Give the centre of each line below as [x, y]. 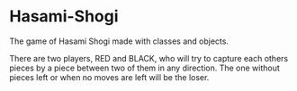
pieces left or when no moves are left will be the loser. [109, 77]
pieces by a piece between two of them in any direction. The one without [145, 68]
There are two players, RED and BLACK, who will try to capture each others [149, 58]
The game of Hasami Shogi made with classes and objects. [119, 41]
